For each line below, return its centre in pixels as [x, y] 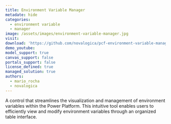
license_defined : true [29, 67]
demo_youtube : [20, 48]
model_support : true [27, 53]
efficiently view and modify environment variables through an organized [81, 111]
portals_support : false [31, 62]
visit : [12, 39]
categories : [18, 19]
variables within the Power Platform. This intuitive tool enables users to [80, 106]
